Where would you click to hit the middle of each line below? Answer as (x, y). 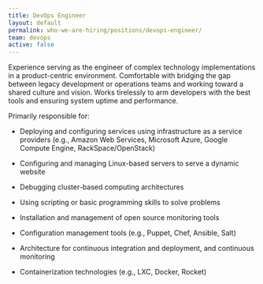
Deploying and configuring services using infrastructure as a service (131, 132)
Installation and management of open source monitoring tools (119, 218)
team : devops (30, 37)
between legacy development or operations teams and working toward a (126, 84)
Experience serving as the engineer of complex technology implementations (132, 67)
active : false (31, 45)
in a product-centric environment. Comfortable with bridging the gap (119, 76)
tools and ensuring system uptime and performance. (93, 101)
